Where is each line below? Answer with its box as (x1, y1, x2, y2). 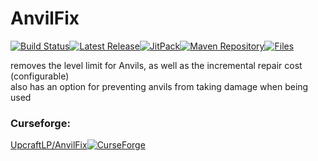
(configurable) (10, 70, 70, 82)
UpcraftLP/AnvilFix (10, 139, 88, 151)
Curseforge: (10, 116, 71, 130)
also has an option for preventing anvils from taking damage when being (10, 80, 309, 92)
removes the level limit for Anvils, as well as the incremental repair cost (10, 59, 303, 71)
